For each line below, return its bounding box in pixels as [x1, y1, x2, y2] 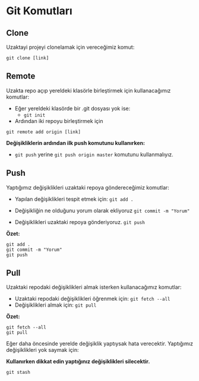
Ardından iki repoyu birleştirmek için [14, 117, 103, 124]
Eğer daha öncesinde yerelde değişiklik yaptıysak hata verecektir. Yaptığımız [6, 340, 193, 347]
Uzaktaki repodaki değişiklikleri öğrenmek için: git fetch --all [14, 295, 170, 303]
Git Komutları [6, 4, 72, 18]
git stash [6, 370, 31, 376]
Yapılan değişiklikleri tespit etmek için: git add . [14, 195, 134, 203]
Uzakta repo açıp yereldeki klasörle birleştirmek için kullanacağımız [6, 87, 171, 94]
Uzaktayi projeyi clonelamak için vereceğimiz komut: [6, 43, 135, 51]
